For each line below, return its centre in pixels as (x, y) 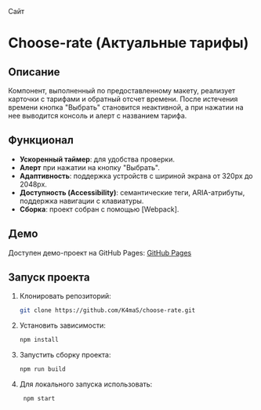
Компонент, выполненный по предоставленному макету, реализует (122, 91)
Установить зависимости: (62, 325)
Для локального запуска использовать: (86, 384)
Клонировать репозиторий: (65, 296)
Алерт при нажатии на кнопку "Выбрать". (90, 167)
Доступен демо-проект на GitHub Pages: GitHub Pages (100, 252)
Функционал (41, 140)
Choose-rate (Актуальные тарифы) (129, 43)
